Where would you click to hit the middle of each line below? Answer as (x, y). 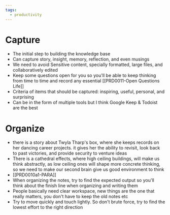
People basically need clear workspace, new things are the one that (83, 191)
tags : (11, 10)
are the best (25, 108)
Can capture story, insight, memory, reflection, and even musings (81, 59)
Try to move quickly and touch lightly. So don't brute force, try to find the (89, 202)
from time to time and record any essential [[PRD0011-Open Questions (86, 81)
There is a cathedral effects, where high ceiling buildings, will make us (86, 159)
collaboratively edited (35, 70)
